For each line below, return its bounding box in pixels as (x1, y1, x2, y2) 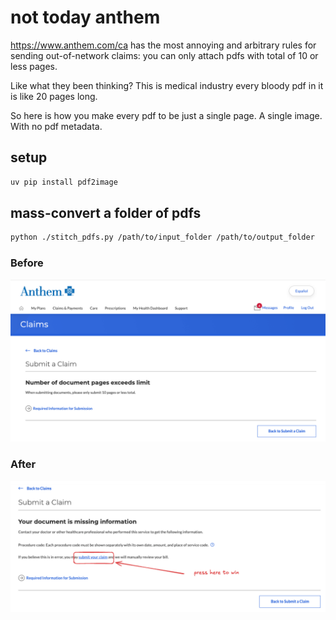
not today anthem (10, 6, 161, 29)
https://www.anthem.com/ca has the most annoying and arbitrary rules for (10, 39, 317, 51)
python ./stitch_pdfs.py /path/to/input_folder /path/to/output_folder (10, 232, 315, 243)
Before (10, 256, 44, 270)
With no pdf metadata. (10, 120, 103, 132)
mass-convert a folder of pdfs (10, 205, 202, 222)
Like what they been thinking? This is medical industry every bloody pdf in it (10, 79, 324, 91)
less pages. (10, 60, 58, 72)
